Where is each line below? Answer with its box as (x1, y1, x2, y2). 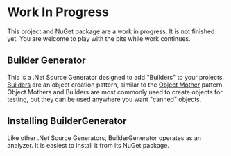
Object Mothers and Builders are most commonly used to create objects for (7, 87, 223, 96)
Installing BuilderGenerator (7, 115, 127, 127)
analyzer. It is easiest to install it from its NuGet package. (7, 141, 170, 149)
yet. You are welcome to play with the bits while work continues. (7, 34, 191, 42)
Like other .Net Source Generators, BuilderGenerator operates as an (7, 133, 202, 142)
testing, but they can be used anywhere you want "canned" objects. (7, 95, 202, 103)
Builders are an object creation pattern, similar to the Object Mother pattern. (7, 80, 224, 89)
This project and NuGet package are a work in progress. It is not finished (7, 27, 215, 35)
